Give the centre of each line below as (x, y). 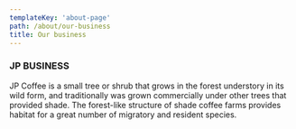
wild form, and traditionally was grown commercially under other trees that (148, 95)
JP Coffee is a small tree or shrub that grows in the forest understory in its (147, 86)
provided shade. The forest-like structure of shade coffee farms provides (145, 105)
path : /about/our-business (60, 26)
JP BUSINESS (39, 66)
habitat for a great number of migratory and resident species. (123, 115)
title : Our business (48, 34)
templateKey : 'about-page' (60, 18)
